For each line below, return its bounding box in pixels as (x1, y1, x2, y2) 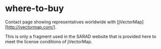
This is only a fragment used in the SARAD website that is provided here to (5, 33, 157, 39)
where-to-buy (5, 3, 64, 14)
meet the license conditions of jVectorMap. (5, 38, 93, 44)
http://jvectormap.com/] (6, 24, 56, 30)
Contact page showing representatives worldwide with (5, 19, 116, 25)
